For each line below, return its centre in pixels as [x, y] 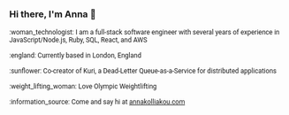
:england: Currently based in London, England [75, 56]
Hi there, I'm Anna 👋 [53, 14]
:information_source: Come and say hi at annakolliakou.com [97, 102]
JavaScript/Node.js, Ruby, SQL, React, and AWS [78, 40]
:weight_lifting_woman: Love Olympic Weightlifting [83, 87]
